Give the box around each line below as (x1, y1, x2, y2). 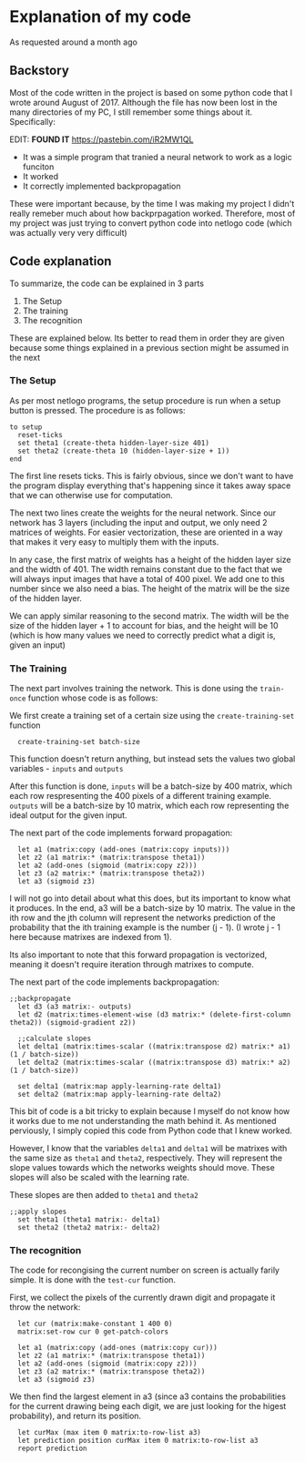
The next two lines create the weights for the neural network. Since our (9, 507, 277, 518)
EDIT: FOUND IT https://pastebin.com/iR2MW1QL (9, 134, 194, 145)
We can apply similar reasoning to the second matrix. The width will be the (9, 610, 290, 621)
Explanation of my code (9, 6, 191, 27)
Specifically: (9, 116, 56, 127)
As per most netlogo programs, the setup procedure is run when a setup (9, 394, 280, 406)
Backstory (9, 63, 70, 78)
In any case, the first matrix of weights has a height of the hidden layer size (9, 554, 291, 565)
